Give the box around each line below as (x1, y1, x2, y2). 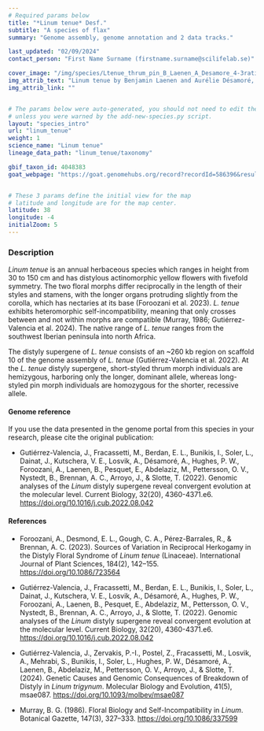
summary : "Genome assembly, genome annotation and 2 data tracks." (8, 33, 234, 42)
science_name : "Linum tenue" (8, 142, 104, 150)
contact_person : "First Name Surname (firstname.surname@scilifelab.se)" (8, 55, 255, 63)
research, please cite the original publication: (8, 432, 155, 442)
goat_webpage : (8, 170, 55, 178)
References (8, 516, 47, 525)
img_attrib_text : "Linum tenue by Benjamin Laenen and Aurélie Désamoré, (8, 76, 255, 84)
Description (8, 247, 54, 258)
